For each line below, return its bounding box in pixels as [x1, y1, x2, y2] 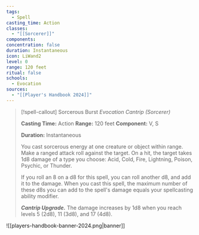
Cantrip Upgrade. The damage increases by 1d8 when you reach [20, 204, 182, 211]
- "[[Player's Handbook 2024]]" [11, 92, 93, 98]
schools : [6, 75, 28, 81]
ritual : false [6, 70, 42, 76]
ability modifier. [20, 192, 59, 200]
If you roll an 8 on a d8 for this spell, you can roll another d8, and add [20, 174, 191, 181]
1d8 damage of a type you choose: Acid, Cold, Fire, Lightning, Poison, [20, 156, 193, 163]
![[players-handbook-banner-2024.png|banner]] [6, 222, 125, 229]
